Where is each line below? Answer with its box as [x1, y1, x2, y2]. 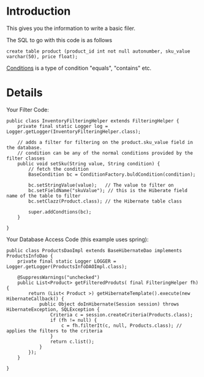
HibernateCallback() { [6, 296, 64, 302]
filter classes [6, 155, 45, 162]
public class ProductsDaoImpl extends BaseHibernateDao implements [6, 247, 183, 253]
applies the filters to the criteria [6, 327, 103, 334]
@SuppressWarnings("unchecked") [17, 274, 100, 280]
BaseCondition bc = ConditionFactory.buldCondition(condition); [28, 171, 196, 177]
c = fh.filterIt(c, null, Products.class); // [61, 323, 183, 329]
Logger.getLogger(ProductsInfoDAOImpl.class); [6, 263, 127, 270]
